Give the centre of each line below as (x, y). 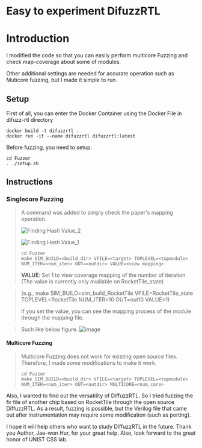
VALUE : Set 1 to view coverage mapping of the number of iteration (103, 275)
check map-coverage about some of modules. (64, 62)
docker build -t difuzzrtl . (43, 131)
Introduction (38, 39)
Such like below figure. (49, 329)
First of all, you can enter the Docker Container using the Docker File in (94, 113)
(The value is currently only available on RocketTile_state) (92, 281)
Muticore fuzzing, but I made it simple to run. (62, 80)
